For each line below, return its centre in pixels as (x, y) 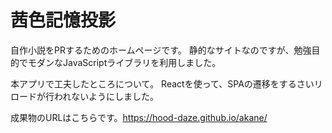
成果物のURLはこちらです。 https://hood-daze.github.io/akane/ (139, 117)
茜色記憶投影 (63, 20)
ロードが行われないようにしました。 (85, 96)
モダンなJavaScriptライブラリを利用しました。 (124, 62)
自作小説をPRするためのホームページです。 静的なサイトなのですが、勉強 (161, 50)
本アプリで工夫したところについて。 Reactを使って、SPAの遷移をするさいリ (166, 83)
